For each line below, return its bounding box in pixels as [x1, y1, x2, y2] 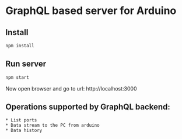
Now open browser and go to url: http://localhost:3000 [5, 85, 137, 92]
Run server [5, 59, 47, 69]
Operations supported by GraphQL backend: [5, 102, 170, 112]
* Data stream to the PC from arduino [5, 123, 100, 128]
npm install [5, 43, 34, 48]
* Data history [5, 127, 43, 134]
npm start [5, 74, 30, 80]
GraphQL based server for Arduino [5, 4, 177, 18]
